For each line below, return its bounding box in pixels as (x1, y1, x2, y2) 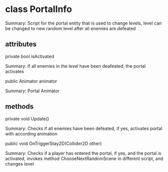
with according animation (5, 130, 58, 136)
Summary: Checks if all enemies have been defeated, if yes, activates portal (5, 125, 162, 131)
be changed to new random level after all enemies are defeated (5, 25, 136, 31)
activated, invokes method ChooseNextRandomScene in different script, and (5, 155, 163, 161)
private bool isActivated (5, 53, 54, 59)
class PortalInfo (5, 4, 72, 15)
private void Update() (5, 115, 49, 121)
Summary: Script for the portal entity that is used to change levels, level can (5, 20, 162, 26)
